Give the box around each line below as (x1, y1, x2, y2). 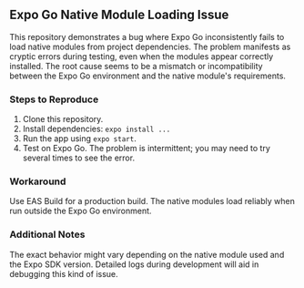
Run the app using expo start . (22, 133, 137, 144)
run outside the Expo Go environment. (9, 205, 152, 217)
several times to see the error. (22, 152, 135, 163)
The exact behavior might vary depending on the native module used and (9, 249, 285, 260)
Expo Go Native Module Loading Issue (9, 7, 229, 23)
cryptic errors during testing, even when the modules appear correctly (9, 50, 274, 62)
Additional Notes (9, 228, 86, 241)
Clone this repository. (22, 114, 104, 125)
